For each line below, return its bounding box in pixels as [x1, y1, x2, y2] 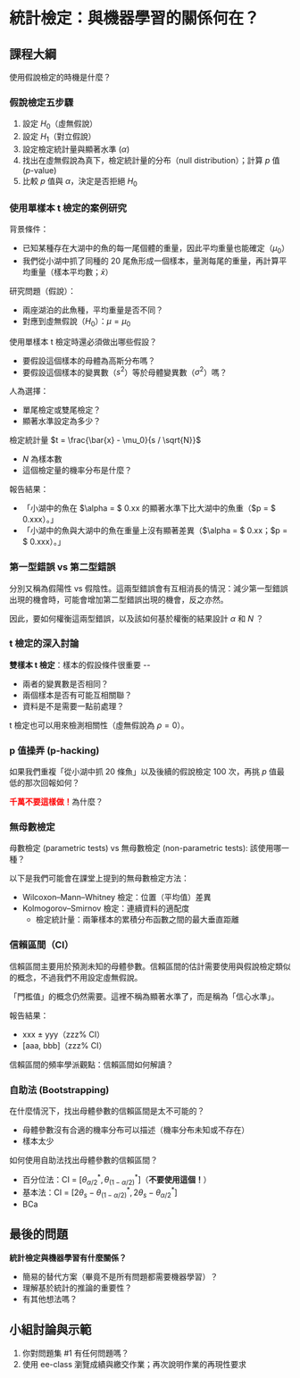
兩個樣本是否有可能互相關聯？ [21, 689, 132, 700]
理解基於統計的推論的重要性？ [21, 1282, 132, 1293]
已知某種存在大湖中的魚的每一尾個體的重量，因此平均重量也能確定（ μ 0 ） [21, 242, 290, 255]
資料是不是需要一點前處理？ [21, 700, 125, 711]
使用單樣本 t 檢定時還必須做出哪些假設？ [9, 336, 158, 347]
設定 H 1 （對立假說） [21, 131, 96, 144]
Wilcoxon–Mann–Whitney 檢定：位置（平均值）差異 [21, 892, 212, 903]
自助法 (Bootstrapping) [9, 1083, 110, 1096]
